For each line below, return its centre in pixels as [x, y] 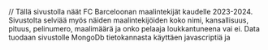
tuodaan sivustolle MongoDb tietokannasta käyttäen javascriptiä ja [119, 37]
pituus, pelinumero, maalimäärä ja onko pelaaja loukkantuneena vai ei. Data [134, 29]
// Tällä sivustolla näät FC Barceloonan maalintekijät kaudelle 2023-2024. [131, 12]
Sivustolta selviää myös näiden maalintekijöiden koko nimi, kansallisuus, [129, 20]
